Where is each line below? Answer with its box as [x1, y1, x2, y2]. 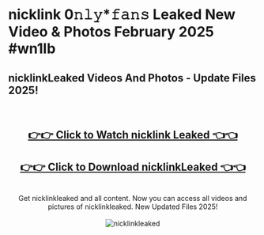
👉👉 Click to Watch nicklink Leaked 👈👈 [27, 128, 238, 142]
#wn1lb [8, 40, 56, 58]
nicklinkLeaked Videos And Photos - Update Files [8, 71, 257, 85]
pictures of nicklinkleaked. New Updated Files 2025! [47, 202, 218, 211]
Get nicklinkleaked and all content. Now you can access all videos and [18, 194, 247, 203]
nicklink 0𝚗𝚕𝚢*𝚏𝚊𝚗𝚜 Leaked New [8, 6, 236, 24]
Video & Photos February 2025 [8, 23, 215, 41]
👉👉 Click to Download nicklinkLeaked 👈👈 [19, 160, 247, 173]
